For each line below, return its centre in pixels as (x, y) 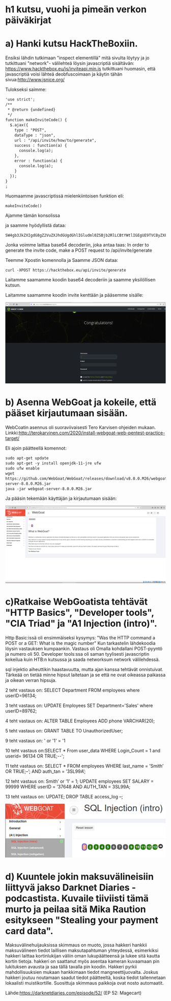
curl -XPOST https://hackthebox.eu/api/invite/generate (66, 270)
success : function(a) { (41, 146)
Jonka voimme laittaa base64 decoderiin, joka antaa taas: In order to (77, 245)
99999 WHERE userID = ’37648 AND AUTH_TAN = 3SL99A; (68, 787)
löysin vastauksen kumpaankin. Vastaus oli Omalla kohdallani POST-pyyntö (84, 649)
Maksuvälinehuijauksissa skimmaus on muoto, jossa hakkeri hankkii (76, 945)
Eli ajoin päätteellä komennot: (36, 448)
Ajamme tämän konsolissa (33, 215)
